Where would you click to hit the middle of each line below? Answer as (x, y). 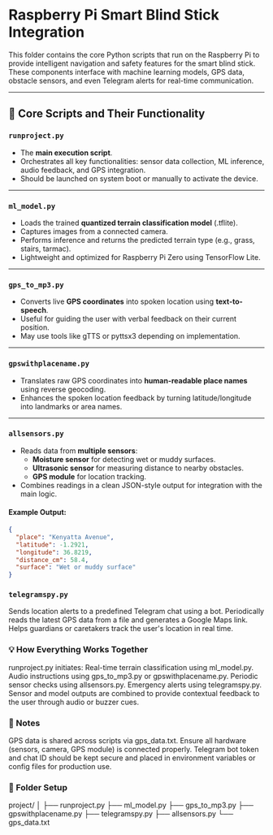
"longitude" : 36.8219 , (54, 552)
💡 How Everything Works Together (78, 650)
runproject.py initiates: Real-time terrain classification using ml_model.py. (131, 667)
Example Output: (37, 513)
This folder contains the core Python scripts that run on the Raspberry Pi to (134, 54)
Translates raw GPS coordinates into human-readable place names (134, 380)
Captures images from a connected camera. (94, 231)
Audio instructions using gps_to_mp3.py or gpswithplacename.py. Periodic (133, 676)
